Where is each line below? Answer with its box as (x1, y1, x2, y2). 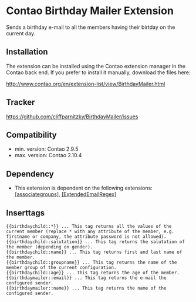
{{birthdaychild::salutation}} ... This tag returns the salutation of (6, 239, 185, 245)
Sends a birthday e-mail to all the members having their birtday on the (6, 24, 175, 31)
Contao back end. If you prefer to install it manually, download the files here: (6, 69, 191, 76)
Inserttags (6, 208, 45, 218)
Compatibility (6, 130, 57, 140)
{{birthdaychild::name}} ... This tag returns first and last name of (6, 249, 183, 255)
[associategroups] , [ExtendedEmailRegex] (14, 191, 117, 198)
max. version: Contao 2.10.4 (14, 152, 82, 159)
